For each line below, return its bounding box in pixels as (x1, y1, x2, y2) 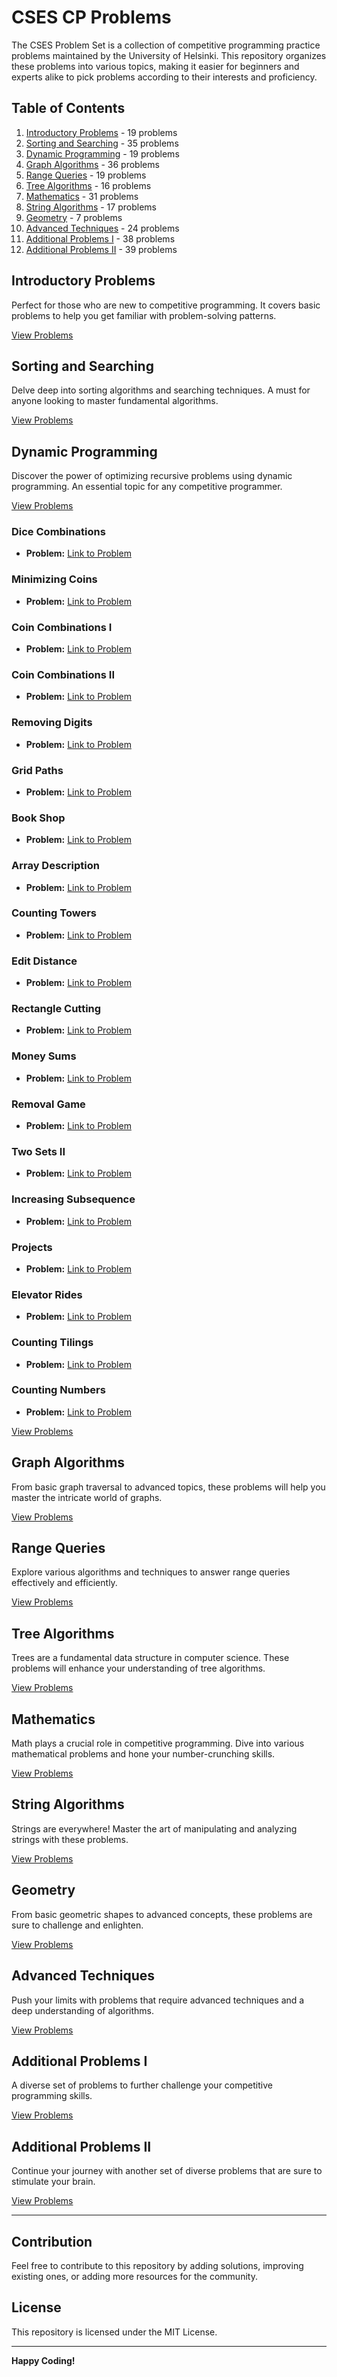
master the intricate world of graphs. (11, 1491, 163, 1503)
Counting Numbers (11, 1383, 106, 1397)
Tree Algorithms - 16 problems (25, 179, 152, 191)
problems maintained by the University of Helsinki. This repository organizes (11, 49, 327, 61)
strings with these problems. (11, 1833, 129, 1845)
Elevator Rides (11, 1287, 83, 1301)
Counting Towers (11, 906, 98, 920)
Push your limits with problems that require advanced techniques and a (11, 1994, 305, 2006)
